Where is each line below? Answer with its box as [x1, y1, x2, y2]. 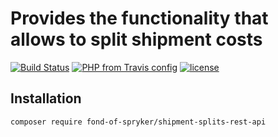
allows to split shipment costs [10, 28, 263, 51]
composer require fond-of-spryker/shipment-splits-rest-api [10, 117, 267, 127]
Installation [10, 90, 82, 107]
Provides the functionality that [10, 7, 269, 30]
